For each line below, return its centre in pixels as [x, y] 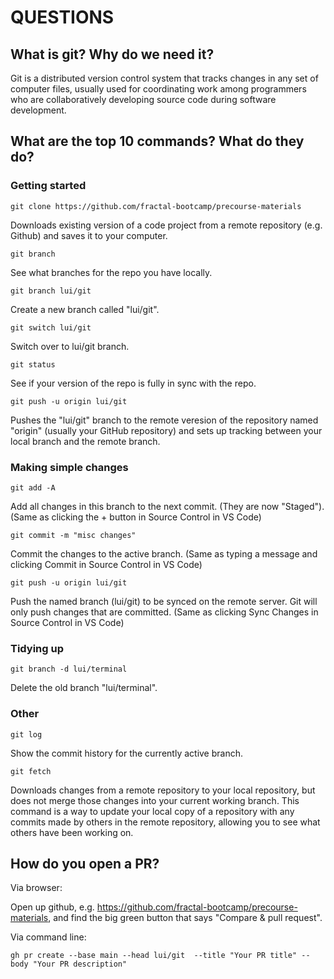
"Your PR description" [80, 964]
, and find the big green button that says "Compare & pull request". [185, 918]
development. [38, 110]
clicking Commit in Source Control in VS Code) [106, 564]
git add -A [33, 487]
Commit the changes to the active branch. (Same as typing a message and [164, 553]
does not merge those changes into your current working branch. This [155, 800]
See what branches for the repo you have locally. [111, 272]
